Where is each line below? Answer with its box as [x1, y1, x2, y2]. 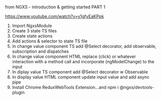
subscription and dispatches [12, 48, 69, 54]
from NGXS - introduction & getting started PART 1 [5, 4, 106, 10]
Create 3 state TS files [12, 28, 57, 33]
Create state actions [12, 33, 53, 39]
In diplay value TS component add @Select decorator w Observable [12, 69, 148, 74]
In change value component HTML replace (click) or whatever [12, 54, 136, 59]
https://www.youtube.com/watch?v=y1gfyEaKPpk [5, 14, 104, 19]
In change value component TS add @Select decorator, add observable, [12, 43, 157, 49]
